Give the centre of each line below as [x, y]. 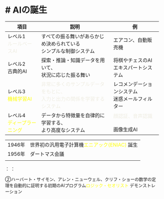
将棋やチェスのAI [133, 60]
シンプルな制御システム [68, 51]
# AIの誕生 [26, 10]
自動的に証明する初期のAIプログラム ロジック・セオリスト [71, 185]
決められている [63, 44]
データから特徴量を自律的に [73, 115]
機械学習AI [20, 99]
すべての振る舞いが [63, 36]
